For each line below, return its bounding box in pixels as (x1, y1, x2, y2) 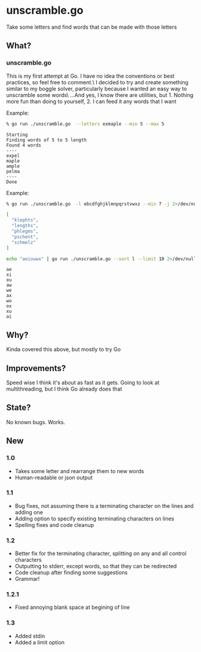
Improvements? (6, 363, 66, 373)
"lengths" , (11, 223, 39, 229)
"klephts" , (11, 217, 39, 223)
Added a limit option (14, 638, 65, 646)
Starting (6, 132, 28, 138)
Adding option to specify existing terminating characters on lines (14, 515, 175, 522)
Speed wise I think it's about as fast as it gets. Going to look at (6, 379, 160, 386)
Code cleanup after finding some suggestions (14, 569, 128, 576)
